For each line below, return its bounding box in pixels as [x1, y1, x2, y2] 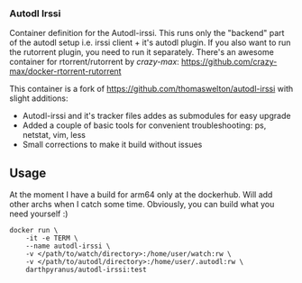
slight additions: [9, 93, 69, 104]
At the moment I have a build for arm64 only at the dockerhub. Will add [9, 189, 273, 200]
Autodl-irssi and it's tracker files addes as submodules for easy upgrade [22, 111, 291, 122]
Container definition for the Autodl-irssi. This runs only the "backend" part [9, 28, 285, 39]
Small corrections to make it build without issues [22, 139, 203, 151]
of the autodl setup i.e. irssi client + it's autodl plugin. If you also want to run [9, 37, 291, 48]
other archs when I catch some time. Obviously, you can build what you [9, 199, 275, 210]
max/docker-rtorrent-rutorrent [9, 66, 122, 77]
